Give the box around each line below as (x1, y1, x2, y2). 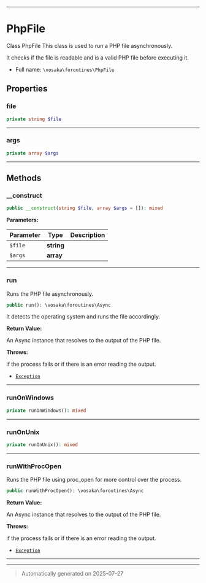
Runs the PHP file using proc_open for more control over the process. (6, 476, 182, 484)
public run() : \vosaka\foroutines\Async (6, 302, 112, 308)
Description (70, 231, 105, 239)
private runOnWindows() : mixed (6, 407, 86, 414)
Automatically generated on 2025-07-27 (21, 569, 124, 577)
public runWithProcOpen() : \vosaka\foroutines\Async (6, 488, 144, 494)
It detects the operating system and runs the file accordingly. (6, 313, 161, 320)
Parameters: (6, 216, 39, 224)
